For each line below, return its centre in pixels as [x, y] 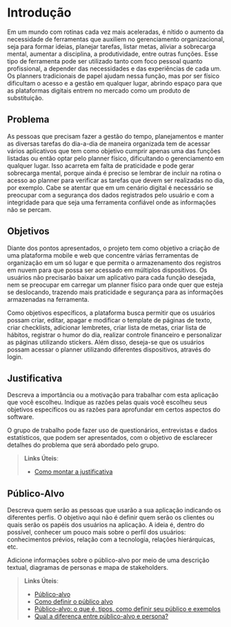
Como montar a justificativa [73, 472]
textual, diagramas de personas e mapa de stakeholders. [88, 568]
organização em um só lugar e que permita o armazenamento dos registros [114, 262]
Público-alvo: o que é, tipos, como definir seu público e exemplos [127, 609]
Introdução [39, 13]
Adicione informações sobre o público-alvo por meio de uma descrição [108, 560]
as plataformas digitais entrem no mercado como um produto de [99, 90]
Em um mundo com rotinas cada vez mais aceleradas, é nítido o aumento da [115, 32]
